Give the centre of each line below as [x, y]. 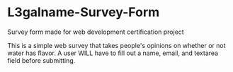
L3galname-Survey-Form [84, 12]
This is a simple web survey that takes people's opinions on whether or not [116, 45]
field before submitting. [41, 60]
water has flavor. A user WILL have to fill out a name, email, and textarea [113, 53]
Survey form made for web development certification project [96, 32]
